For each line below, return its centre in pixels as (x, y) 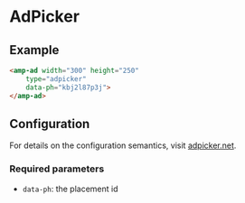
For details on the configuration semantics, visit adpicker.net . (123, 145)
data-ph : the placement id (71, 189)
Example (34, 50)
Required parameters (57, 169)
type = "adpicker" (57, 78)
